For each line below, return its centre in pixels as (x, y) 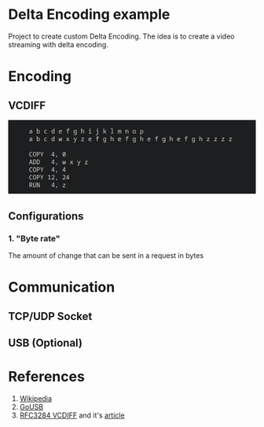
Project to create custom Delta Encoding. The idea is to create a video (121, 36)
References (46, 377)
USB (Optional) (45, 343)
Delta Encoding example (89, 15)
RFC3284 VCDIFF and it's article (72, 415)
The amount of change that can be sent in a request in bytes (106, 256)
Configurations (46, 216)
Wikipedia (36, 399)
